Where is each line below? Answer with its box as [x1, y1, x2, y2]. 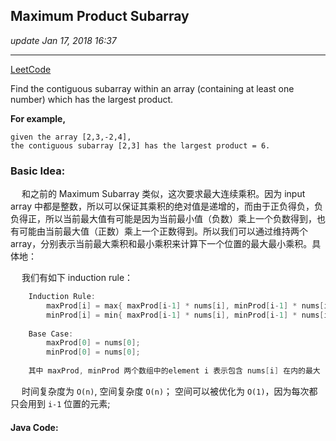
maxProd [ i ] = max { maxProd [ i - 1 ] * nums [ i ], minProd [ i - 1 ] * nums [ [46, 300, 325, 311]
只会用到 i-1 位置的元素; [10, 397, 111, 409]
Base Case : [28, 329, 74, 339]
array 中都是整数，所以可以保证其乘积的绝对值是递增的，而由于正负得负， [10, 200, 315, 213]
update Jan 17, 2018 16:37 [10, 34, 117, 46]
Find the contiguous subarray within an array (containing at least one [10, 82, 295, 94]
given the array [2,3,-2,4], [10, 132, 132, 142]
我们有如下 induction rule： [21, 272, 134, 284]
